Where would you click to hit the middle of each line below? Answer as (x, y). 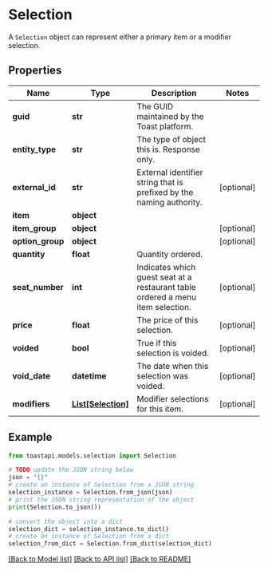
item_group (34, 228)
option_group (38, 241)
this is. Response (169, 149)
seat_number (38, 287)
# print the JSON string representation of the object (101, 500)
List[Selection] (100, 403)
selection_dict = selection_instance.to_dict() (89, 529)
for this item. (160, 409)
